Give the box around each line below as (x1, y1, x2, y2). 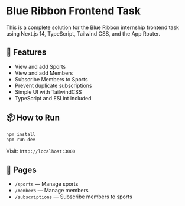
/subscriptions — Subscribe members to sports (14, 193, 133, 200)
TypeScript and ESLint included (14, 94, 92, 102)
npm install (6, 131, 35, 137)
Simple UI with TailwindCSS (14, 88, 82, 96)
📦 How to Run (6, 113, 60, 123)
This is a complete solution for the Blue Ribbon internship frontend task (6, 24, 179, 31)
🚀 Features (6, 47, 47, 58)
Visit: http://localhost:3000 (6, 147, 76, 155)
